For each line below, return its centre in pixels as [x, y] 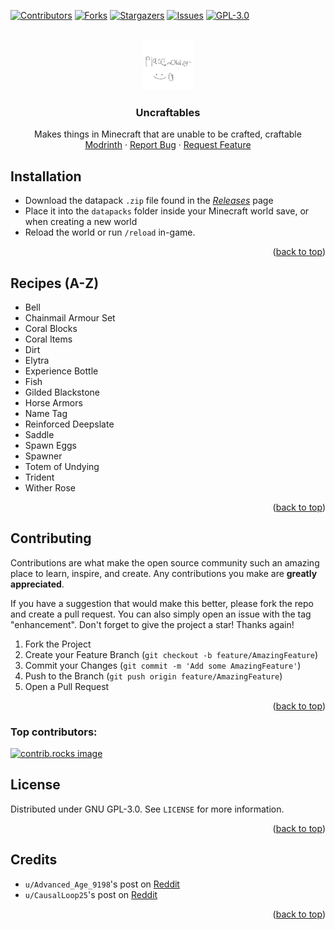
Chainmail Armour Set [70, 317]
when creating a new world [81, 222]
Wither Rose [50, 487]
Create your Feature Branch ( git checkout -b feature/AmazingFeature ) [171, 654]
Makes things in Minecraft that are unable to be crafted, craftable [168, 134]
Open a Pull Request [67, 686]
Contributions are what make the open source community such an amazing [165, 562]
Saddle [39, 434]
